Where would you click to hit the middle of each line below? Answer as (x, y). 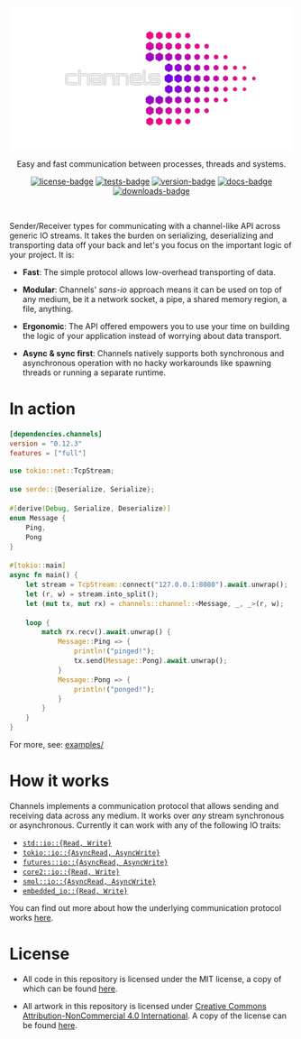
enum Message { (38, 518)
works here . (32, 918)
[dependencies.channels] (56, 434)
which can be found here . (70, 988)
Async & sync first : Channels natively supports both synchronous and (153, 353)
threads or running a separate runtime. (94, 372)
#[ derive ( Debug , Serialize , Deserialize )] (90, 509)
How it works (59, 781)
